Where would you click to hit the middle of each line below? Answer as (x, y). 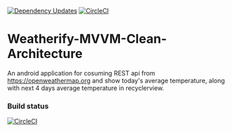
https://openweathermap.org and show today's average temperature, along (116, 80)
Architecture (45, 54)
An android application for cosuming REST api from (81, 73)
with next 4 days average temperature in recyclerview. (86, 88)
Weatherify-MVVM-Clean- (87, 39)
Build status (28, 106)
